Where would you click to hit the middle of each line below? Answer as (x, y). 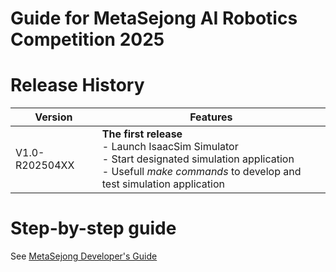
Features (211, 117)
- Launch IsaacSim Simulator (170, 147)
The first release (142, 134)
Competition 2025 (87, 39)
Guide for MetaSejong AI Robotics (154, 18)
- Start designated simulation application (198, 159)
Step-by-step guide (93, 228)
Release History (77, 85)
